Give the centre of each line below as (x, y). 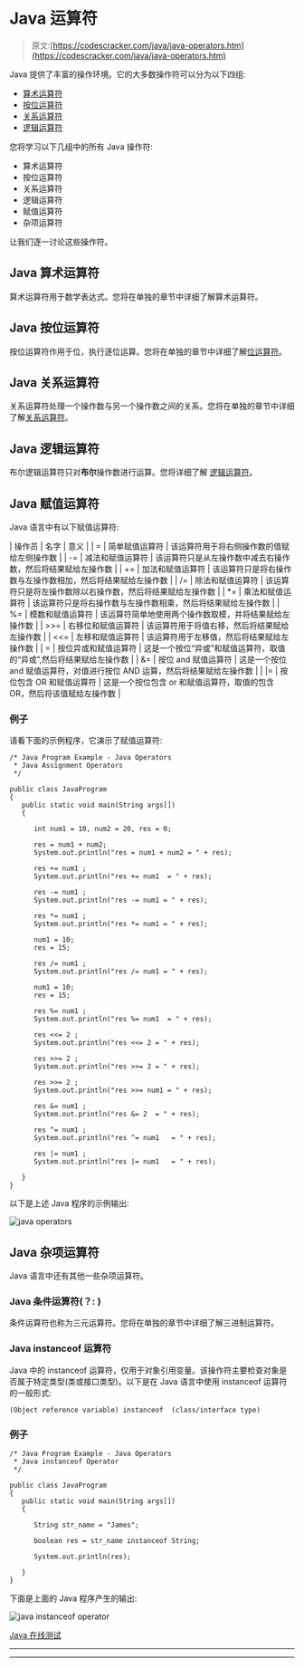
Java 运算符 (53, 19)
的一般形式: (31, 1393)
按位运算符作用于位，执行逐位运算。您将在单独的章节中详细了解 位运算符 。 (148, 351)
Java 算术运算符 (54, 273)
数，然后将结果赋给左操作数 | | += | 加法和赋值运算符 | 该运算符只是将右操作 (151, 569)
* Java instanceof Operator (66, 1461)
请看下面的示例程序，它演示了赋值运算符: (86, 741)
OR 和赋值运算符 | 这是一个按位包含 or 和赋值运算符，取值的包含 (154, 682)
